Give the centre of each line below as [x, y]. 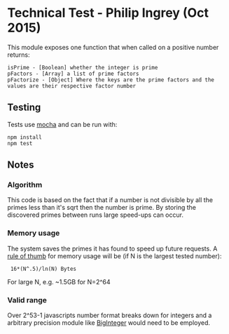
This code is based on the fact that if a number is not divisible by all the [110, 200]
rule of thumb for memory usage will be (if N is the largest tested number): [114, 256]
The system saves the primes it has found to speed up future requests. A [112, 248]
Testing [24, 108]
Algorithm [25, 185]
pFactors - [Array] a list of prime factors [73, 74]
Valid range [27, 300]
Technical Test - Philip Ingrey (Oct [108, 13]
